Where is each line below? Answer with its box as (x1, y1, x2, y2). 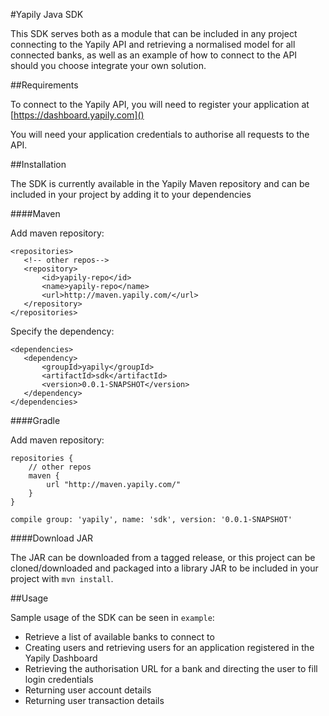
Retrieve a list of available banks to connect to (24, 631, 215, 643)
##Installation (10, 159, 67, 170)
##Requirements (10, 79, 79, 91)
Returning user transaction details (24, 695, 165, 706)
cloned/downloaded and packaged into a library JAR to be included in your (10, 562, 319, 574)
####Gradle (10, 415, 61, 426)
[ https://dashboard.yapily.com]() (10, 109, 145, 121)
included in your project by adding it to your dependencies (10, 189, 252, 200)
